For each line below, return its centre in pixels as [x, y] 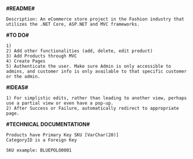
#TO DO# [18, 35]
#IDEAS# [17, 87]
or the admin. [23, 77]
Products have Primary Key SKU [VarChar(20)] [62, 135]
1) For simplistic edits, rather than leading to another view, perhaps [96, 98]
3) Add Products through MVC [42, 56]
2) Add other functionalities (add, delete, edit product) [80, 51]
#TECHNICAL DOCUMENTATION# [48, 124]
